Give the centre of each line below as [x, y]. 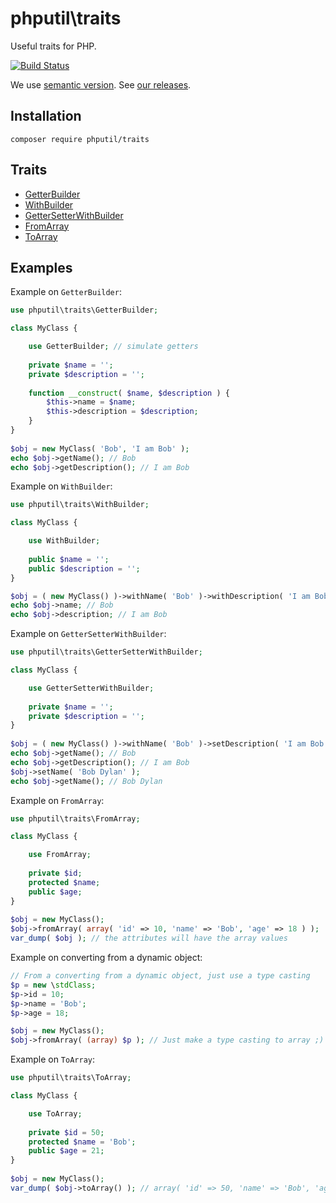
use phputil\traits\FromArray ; [75, 818]
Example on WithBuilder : [61, 486]
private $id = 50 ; [66, 1132]
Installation [46, 116]
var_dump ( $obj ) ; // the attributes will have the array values [149, 938]
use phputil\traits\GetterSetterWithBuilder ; [106, 652]
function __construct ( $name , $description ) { [129, 393]
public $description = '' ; [84, 568]
